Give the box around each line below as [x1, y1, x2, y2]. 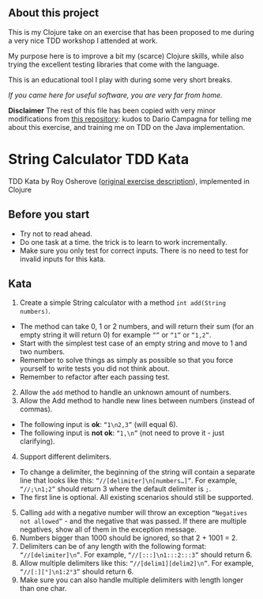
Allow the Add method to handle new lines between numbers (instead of [19, 396, 255, 406]
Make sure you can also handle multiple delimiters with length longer [19, 575, 243, 585]
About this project [8, 6, 100, 20]
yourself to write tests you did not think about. [19, 364, 170, 373]
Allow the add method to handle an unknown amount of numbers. [19, 387, 231, 397]
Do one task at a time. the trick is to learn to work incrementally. [19, 237, 227, 246]
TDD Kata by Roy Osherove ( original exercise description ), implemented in [8, 176, 250, 185]
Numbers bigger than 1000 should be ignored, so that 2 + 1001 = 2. [19, 533, 239, 543]
